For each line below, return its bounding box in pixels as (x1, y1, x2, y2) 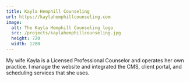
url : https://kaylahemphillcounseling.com (6, 14, 111, 20)
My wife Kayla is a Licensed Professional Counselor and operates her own (6, 56, 185, 64)
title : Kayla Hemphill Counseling (6, 8, 90, 15)
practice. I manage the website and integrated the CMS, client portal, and (6, 63, 182, 70)
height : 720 (11, 35, 41, 41)
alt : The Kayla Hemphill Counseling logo (11, 24, 114, 31)
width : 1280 (11, 41, 41, 47)
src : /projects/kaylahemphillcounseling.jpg (11, 30, 121, 36)
